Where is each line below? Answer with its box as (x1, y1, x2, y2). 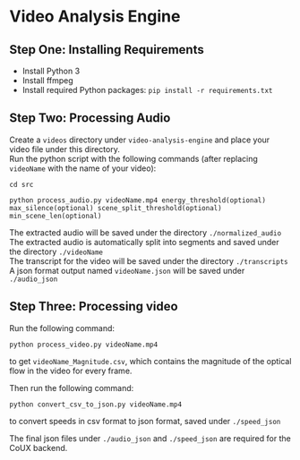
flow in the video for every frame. (9, 365, 133, 376)
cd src (9, 180, 34, 189)
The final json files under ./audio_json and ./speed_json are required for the (9, 432, 291, 444)
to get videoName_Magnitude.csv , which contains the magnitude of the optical (9, 355, 292, 366)
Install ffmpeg (21, 75, 73, 86)
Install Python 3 (21, 65, 81, 76)
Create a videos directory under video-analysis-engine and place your (9, 134, 270, 145)
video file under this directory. (9, 143, 121, 154)
